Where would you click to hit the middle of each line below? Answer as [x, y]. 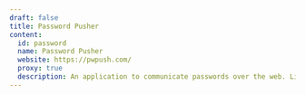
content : [26, 34]
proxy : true [40, 69]
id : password [42, 43]
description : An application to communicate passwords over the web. [152, 77]
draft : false [34, 18]
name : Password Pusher [60, 52]
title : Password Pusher [54, 26]
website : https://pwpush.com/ [74, 60]
